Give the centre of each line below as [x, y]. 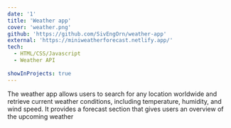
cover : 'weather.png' [39, 27]
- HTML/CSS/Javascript [47, 54]
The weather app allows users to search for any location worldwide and [112, 94]
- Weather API [34, 60]
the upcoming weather [41, 116]
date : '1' [22, 14]
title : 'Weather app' [39, 21]
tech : [15, 47]
